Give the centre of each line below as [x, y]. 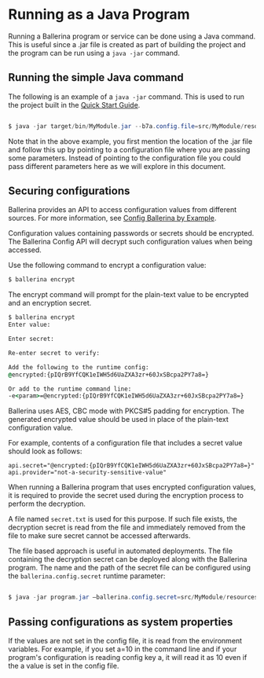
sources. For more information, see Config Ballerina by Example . [112, 218]
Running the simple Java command [96, 77]
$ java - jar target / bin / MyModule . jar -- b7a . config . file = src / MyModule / [126, 126]
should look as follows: [45, 451]
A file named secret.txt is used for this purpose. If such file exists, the [123, 519]
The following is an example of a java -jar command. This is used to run [126, 97]
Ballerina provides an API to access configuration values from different [123, 210]
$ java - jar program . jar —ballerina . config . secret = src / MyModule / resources [133, 597]
